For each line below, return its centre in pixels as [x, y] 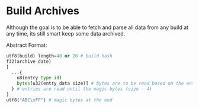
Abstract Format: [27, 45]
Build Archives [43, 11]
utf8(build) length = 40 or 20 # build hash [59, 56]
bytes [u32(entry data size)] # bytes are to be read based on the [100, 84]
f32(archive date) [29, 61]
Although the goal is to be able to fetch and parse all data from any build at [97, 27]
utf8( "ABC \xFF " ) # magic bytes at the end [59, 100]
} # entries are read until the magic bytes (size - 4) [82, 89]
